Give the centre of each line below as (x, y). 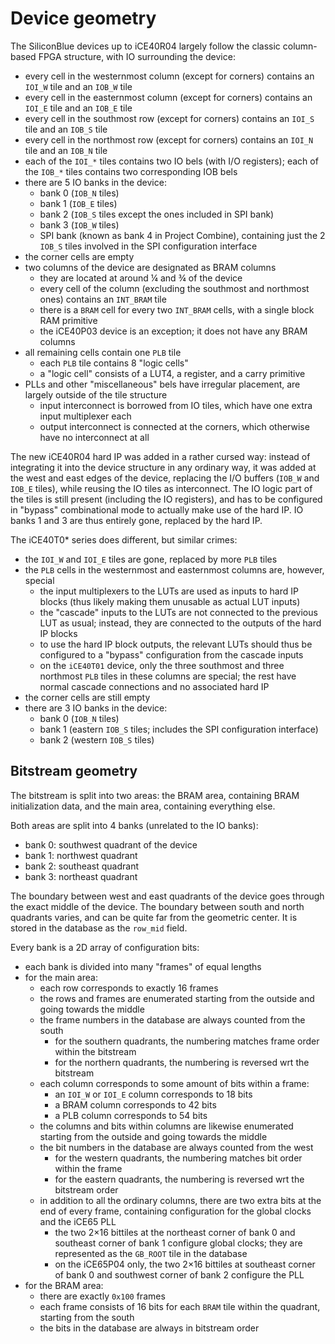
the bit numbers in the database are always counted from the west (176, 1147)
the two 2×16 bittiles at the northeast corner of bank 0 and (175, 1232)
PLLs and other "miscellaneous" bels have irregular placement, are (162, 384)
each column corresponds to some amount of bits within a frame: (174, 1083)
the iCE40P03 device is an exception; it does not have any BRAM (173, 331)
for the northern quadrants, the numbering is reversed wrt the (182, 1062)
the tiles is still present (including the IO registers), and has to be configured (166, 499)
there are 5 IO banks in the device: (95, 182)
